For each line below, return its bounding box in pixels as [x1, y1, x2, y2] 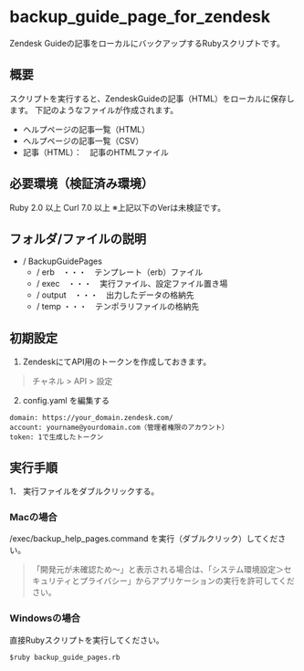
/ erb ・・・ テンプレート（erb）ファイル [36, 267, 204, 278]
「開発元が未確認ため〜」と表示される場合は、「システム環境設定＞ [31, 564, 285, 575]
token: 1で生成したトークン [9, 433, 104, 442]
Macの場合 [9, 510, 58, 523]
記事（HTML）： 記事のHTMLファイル [22, 146, 169, 157]
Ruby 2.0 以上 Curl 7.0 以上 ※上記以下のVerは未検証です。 [9, 202, 226, 213]
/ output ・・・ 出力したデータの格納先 [36, 289, 194, 300]
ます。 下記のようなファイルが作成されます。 [9, 104, 179, 115]
